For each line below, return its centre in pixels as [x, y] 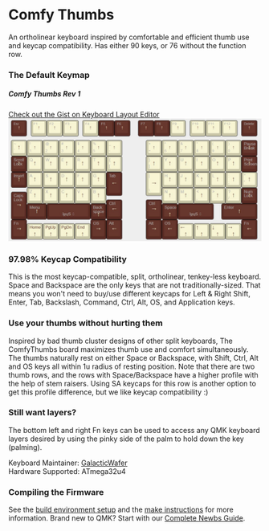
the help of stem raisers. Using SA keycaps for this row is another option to [132, 383]
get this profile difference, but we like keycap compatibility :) [108, 392]
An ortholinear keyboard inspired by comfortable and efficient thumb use [129, 37]
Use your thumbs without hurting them [86, 323]
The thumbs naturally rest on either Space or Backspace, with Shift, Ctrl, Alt [134, 357]
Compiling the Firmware [56, 492]
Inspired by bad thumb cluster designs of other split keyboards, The [120, 341]
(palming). [25, 447]
